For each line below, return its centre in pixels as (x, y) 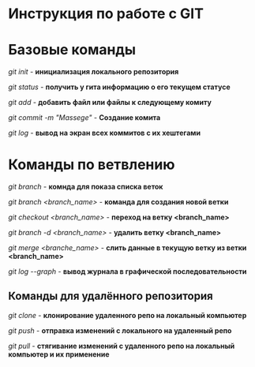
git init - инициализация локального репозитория (94, 72)
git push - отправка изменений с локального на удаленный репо (120, 330)
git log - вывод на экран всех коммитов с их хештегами (105, 133)
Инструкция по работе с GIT (106, 14)
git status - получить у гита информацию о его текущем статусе (119, 87)
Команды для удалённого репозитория (111, 296)
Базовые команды (72, 50)
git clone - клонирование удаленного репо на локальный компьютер (127, 315)
